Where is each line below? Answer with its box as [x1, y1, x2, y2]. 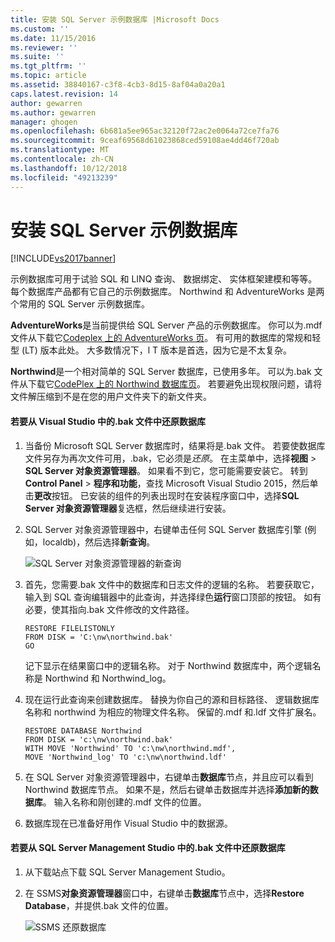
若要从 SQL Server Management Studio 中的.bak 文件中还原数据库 [10, 842, 286, 854]
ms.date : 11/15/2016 [10, 33, 97, 43]
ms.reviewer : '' [10, 42, 78, 53]
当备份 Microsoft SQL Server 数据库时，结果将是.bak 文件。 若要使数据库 [24, 439, 326, 451]
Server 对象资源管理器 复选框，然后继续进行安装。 [24, 502, 232, 514]
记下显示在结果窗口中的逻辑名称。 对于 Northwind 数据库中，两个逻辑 [24, 659, 313, 671]
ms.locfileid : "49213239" [10, 172, 118, 183]
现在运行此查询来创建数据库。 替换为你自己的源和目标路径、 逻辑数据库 [24, 693, 320, 705]
